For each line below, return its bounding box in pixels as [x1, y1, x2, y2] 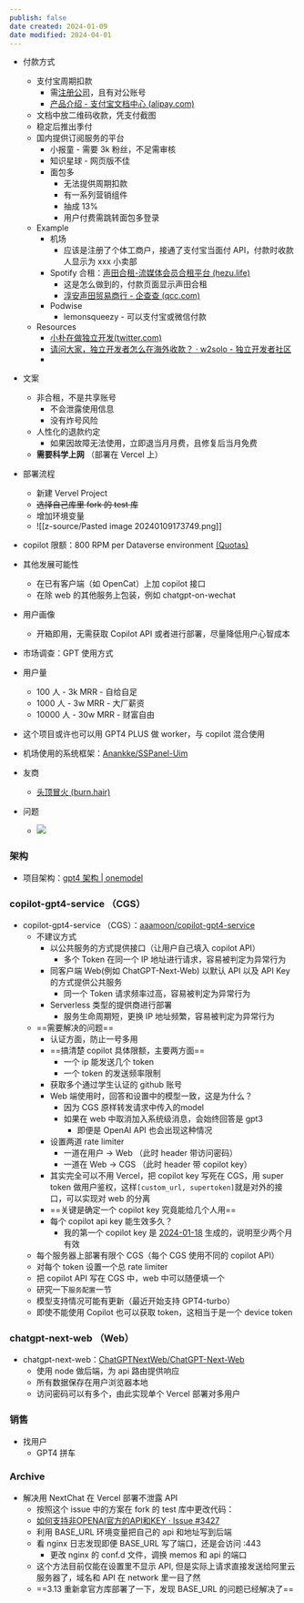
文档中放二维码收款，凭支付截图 [35, 110, 157, 121]
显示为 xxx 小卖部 [71, 256, 137, 267]
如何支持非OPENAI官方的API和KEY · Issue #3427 [35, 1515, 220, 1526]
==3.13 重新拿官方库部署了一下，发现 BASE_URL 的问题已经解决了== [35, 1583, 294, 1594]
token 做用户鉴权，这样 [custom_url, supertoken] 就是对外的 [49, 1181, 275, 1192]
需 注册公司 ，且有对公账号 [49, 87, 147, 98]
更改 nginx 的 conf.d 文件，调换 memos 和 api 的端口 [49, 1549, 248, 1560]
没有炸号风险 [49, 415, 98, 426]
